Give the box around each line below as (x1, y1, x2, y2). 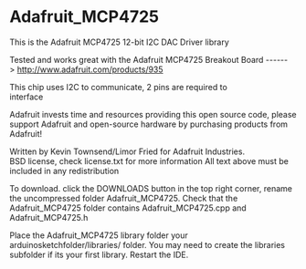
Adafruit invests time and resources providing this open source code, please (9, 109, 297, 119)
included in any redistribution (9, 165, 120, 176)
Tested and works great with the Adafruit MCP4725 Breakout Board (9, 54, 264, 65)
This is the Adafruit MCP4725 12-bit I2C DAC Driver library (9, 36, 230, 47)
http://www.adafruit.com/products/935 (16, 64, 164, 75)
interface (9, 91, 44, 102)
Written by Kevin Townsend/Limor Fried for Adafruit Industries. (9, 146, 245, 157)
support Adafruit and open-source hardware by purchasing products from (9, 119, 289, 129)
